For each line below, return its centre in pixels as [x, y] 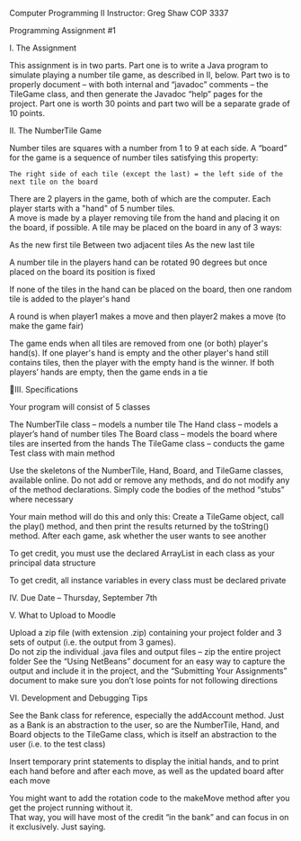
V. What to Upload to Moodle [63, 615]
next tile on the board [54, 182]
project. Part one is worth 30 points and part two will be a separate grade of [150, 104]
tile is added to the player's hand [70, 299]
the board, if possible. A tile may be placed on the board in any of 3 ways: [146, 227]
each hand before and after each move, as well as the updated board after [147, 771]
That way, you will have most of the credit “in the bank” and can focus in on [149, 817]
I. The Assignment [43, 48]
